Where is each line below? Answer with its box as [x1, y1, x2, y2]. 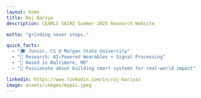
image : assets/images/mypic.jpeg [6, 82, 92, 88]
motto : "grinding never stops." [6, 31, 89, 37]
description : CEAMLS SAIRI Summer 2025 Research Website [6, 20, 155, 26]
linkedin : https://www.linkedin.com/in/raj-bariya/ [6, 76, 141, 83]
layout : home [6, 9, 40, 15]
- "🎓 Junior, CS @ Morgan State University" [12, 48, 131, 55]
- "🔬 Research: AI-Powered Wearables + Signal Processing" [12, 54, 166, 60]
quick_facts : [6, 42, 40, 49]
